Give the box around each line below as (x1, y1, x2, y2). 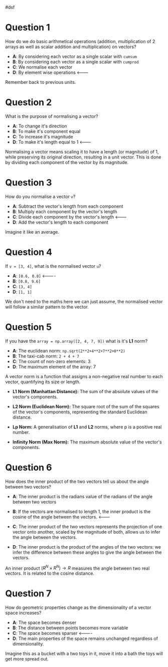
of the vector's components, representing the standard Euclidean (12, 409, 147, 415)
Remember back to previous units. (5, 79, 76, 85)
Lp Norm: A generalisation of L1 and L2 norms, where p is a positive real (12, 424, 162, 430)
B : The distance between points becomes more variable (12, 625, 128, 631)
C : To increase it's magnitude (12, 133, 74, 139)
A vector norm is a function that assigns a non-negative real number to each (5, 373, 163, 379)
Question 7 (5, 588, 52, 599)
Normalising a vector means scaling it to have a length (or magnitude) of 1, (5, 148, 159, 154)
